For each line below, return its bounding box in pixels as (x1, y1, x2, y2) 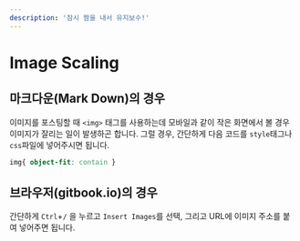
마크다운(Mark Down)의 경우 (9, 91, 166, 106)
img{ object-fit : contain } (9, 157, 117, 166)
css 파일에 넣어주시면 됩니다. (9, 139, 110, 150)
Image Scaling (9, 52, 120, 73)
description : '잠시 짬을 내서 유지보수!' (9, 13, 150, 23)
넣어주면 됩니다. (18, 222, 76, 233)
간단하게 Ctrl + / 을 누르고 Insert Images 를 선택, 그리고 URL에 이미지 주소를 (9, 211, 281, 222)
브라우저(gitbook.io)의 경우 (9, 185, 158, 200)
